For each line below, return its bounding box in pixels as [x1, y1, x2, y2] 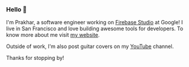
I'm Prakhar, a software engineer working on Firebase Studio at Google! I [6, 19, 183, 26]
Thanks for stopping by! [6, 55, 64, 62]
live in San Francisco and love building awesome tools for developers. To [6, 25, 184, 32]
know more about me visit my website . [6, 31, 100, 39]
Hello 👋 [6, 5, 27, 14]
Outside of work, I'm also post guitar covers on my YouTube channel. [6, 43, 174, 50]
